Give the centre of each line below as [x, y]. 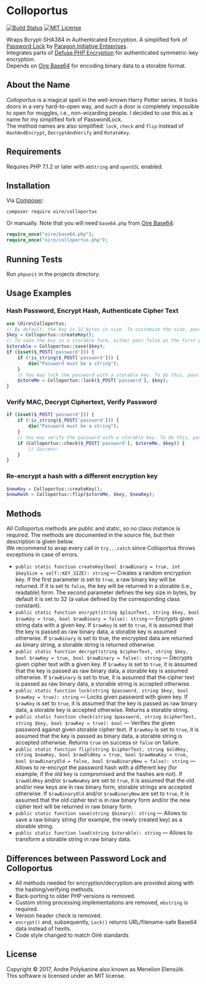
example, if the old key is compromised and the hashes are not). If [99, 774]
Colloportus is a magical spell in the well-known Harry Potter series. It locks [102, 99]
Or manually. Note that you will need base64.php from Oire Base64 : [90, 223]
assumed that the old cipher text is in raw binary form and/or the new [103, 800]
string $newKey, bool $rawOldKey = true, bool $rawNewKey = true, [102, 755]
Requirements [34, 152]
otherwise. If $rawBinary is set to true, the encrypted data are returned [104, 638]
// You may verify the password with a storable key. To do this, [104, 437]
